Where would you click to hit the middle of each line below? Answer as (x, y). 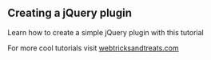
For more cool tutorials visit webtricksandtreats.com (93, 48)
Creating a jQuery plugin (70, 13)
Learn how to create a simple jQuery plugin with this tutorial (106, 32)
